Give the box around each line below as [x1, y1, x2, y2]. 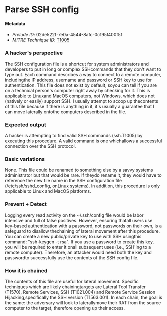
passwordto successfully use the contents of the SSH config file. [5, 254, 139, 261]
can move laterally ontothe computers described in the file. [5, 109, 126, 115]
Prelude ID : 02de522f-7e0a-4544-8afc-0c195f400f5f [12, 32, 123, 38]
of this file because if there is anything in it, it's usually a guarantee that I [5, 103, 155, 109]
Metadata [5, 20, 26, 26]
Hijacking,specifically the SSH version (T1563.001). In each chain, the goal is [5, 294, 162, 300]
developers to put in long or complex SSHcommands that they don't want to [5, 66, 161, 72]
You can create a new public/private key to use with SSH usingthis [5, 233, 142, 239]
